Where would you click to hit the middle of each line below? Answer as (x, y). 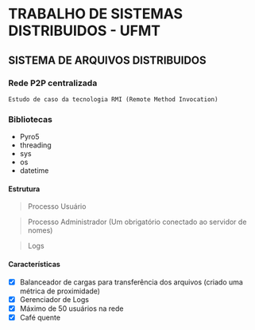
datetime (34, 171)
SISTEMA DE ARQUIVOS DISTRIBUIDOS (107, 60)
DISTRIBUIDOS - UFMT (85, 31)
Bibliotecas (31, 119)
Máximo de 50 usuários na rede (71, 308)
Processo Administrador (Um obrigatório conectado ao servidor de (137, 222)
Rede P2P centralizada (53, 83)
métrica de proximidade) (60, 291)
